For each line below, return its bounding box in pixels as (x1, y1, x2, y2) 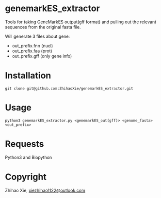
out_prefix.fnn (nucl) (12, 43, 53, 48)
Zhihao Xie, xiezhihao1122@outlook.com (5, 187, 86, 193)
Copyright (5, 171, 47, 182)
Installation (5, 70, 51, 81)
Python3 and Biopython (5, 154, 52, 160)
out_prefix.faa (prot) (12, 48, 52, 54)
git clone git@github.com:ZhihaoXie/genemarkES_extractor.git (5, 86, 133, 91)
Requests (5, 138, 44, 149)
